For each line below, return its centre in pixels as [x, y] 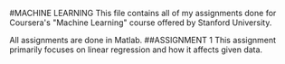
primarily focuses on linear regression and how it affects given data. [136, 50]
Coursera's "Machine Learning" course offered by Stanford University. [141, 23]
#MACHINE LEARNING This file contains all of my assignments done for [143, 13]
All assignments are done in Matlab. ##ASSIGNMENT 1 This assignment [143, 40]
